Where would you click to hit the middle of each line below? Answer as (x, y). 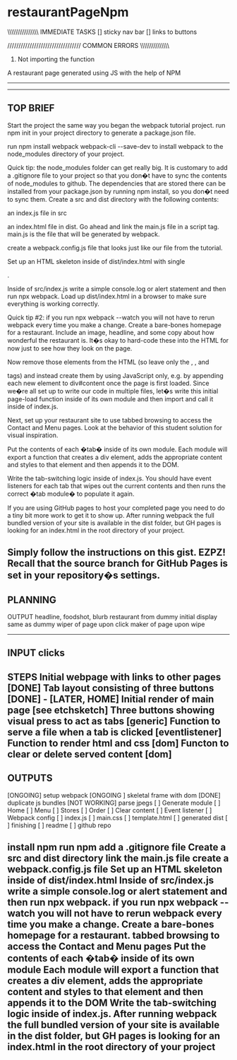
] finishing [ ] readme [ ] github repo (59, 825)
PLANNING (32, 600)
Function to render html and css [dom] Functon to (118, 743)
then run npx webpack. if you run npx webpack (113, 902)
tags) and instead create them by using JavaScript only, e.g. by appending (115, 375)
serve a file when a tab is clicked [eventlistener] (115, 732)
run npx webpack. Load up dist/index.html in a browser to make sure (107, 296)
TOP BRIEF (31, 108)
